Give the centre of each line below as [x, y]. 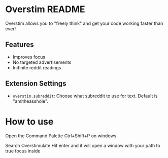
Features [20, 45]
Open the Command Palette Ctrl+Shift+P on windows [61, 136]
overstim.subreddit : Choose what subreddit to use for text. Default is [85, 96]
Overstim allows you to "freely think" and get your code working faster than [84, 23]
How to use [29, 121]
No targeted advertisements [42, 62]
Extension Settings [36, 84]
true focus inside [23, 151]
